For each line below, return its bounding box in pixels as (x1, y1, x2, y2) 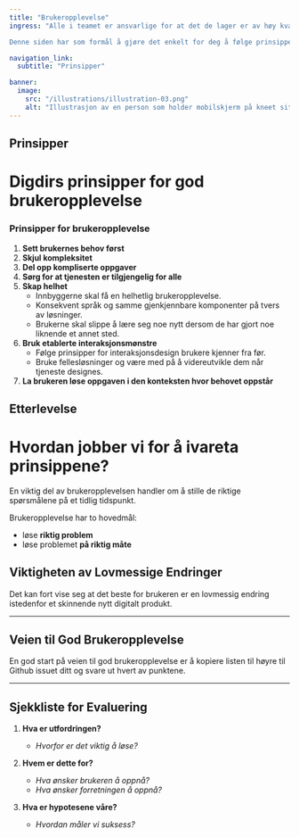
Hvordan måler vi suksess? (35, 819, 135, 830)
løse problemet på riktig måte (21, 539, 132, 550)
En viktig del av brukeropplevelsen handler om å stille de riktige (9, 485, 242, 496)
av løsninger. (35, 309, 83, 319)
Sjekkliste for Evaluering (9, 700, 149, 715)
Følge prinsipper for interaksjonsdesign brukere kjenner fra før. (35, 347, 267, 358)
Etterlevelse (9, 401, 77, 416)
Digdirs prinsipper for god (9, 171, 205, 192)
